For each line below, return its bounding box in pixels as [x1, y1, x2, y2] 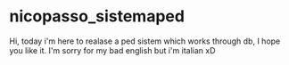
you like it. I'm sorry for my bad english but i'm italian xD [9, 45, 216, 55]
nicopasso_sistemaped [9, 6, 186, 27]
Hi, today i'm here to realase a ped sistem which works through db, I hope [9, 36, 281, 46]
